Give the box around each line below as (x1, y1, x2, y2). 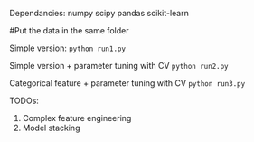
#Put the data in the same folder (9, 25, 129, 35)
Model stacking (22, 122, 80, 133)
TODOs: (9, 95, 39, 106)
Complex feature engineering (22, 113, 132, 123)
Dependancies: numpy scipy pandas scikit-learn (9, 8, 190, 18)
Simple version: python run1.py (9, 43, 127, 53)
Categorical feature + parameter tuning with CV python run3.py (9, 78, 246, 89)
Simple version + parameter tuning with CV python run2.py (9, 61, 229, 71)
